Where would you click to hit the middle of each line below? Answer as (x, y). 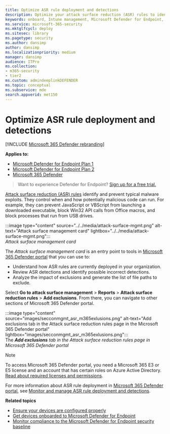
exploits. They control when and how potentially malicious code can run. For (85, 200)
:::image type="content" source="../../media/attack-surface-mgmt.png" (80, 226)
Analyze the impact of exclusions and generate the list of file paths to (85, 277)
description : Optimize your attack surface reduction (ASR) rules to (80, 15)
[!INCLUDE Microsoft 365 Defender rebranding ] (55, 144)
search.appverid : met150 (31, 95)
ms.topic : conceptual (28, 85)
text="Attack (18, 231)
